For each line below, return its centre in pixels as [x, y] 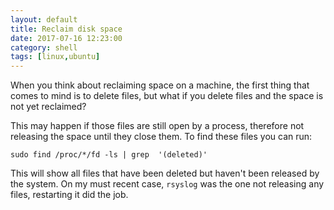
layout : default [44, 19]
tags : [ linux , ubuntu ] [55, 57]
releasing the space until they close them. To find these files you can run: [161, 137]
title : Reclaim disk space [66, 29]
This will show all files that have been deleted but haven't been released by [165, 173]
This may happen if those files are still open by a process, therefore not [157, 126]
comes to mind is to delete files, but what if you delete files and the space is [167, 96]
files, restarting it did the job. [69, 195]
